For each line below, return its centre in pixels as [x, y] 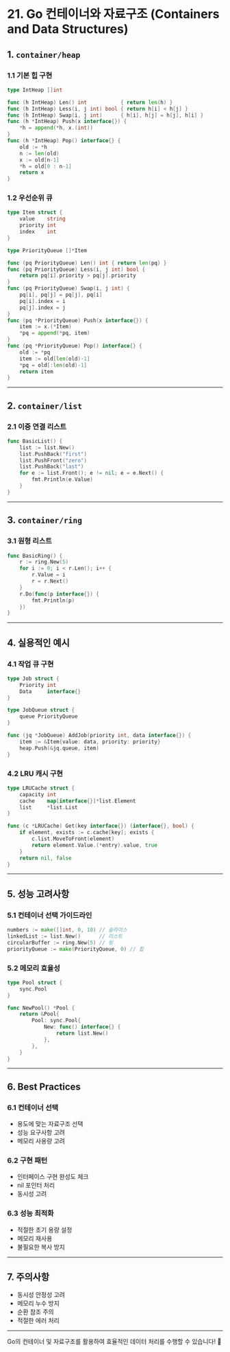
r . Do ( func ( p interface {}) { [59, 594]
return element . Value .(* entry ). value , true [94, 845]
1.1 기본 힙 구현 [30, 75]
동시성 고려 [32, 1194]
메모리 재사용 [35, 1238]
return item [36, 372]
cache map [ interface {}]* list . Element [78, 801]
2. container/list [44, 406]
